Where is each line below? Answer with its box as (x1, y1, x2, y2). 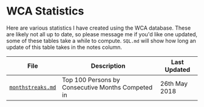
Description (90, 62, 126, 70)
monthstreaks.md (9, 83, 56, 91)
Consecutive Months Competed (61, 83, 153, 91)
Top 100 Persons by (61, 76, 120, 84)
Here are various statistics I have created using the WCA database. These (6, 24, 191, 31)
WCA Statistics (6, 4, 84, 18)
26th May (160, 79, 188, 88)
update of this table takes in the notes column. (6, 44, 123, 51)
